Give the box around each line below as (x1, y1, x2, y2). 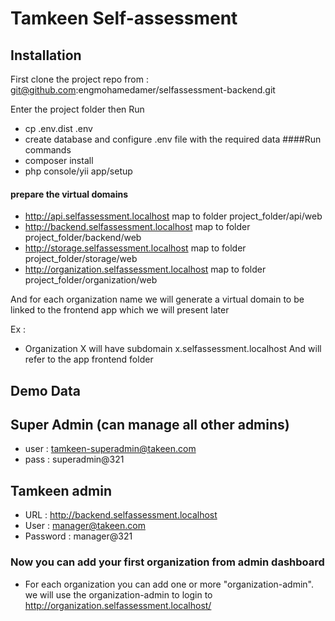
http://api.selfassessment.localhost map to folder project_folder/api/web (24, 210, 323, 222)
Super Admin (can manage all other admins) (10, 416, 290, 433)
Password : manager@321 (24, 530, 133, 542)
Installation (10, 47, 82, 64)
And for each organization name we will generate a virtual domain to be (10, 293, 305, 306)
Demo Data (10, 382, 82, 399)
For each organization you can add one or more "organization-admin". (24, 578, 315, 590)
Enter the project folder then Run (10, 103, 145, 115)
